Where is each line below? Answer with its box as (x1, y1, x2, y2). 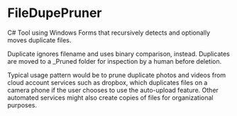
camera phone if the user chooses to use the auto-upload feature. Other (7, 86, 219, 94)
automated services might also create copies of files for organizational (7, 93, 214, 102)
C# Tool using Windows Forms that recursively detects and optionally (7, 28, 211, 37)
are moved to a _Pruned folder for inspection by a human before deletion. (7, 57, 222, 65)
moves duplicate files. (7, 35, 72, 44)
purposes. (7, 100, 38, 109)
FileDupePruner (7, 5, 102, 21)
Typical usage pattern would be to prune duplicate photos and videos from (7, 71, 226, 79)
